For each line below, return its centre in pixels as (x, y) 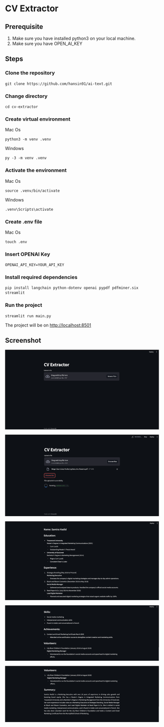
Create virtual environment (38, 119)
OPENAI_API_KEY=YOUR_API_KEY (35, 265)
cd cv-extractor (21, 107)
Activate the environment (36, 171)
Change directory (26, 96)
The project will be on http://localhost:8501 (48, 325)
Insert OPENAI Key (28, 254)
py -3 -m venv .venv (26, 158)
